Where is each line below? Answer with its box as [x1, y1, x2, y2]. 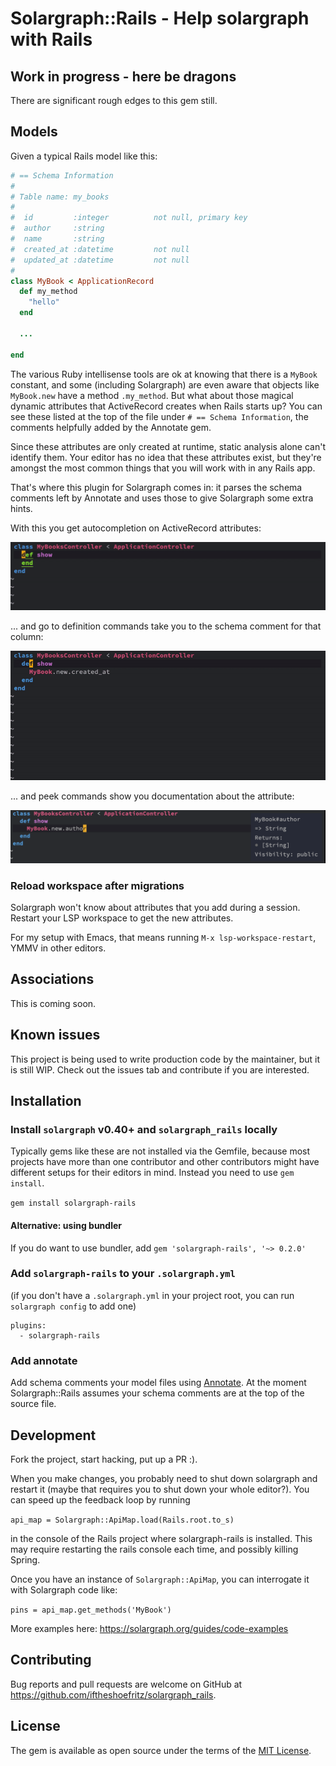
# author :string [10, 223, 105, 234]
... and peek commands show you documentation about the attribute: [10, 790, 295, 802]
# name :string [10, 234, 105, 244]
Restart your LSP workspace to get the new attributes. [10, 912, 234, 924]
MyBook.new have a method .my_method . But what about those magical [10, 389, 294, 401]
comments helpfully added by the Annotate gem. [10, 421, 212, 433]
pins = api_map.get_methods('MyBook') [10, 1605, 172, 1615]
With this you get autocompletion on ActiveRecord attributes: [10, 522, 262, 534]
